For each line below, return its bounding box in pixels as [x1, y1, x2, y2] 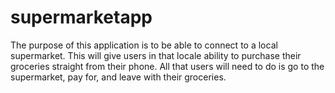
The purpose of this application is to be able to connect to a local [10, 39, 278, 51]
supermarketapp [10, 6, 153, 29]
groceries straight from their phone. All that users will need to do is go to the [10, 60, 325, 72]
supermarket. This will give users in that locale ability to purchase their [10, 49, 302, 61]
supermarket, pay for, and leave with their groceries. [10, 71, 227, 83]
